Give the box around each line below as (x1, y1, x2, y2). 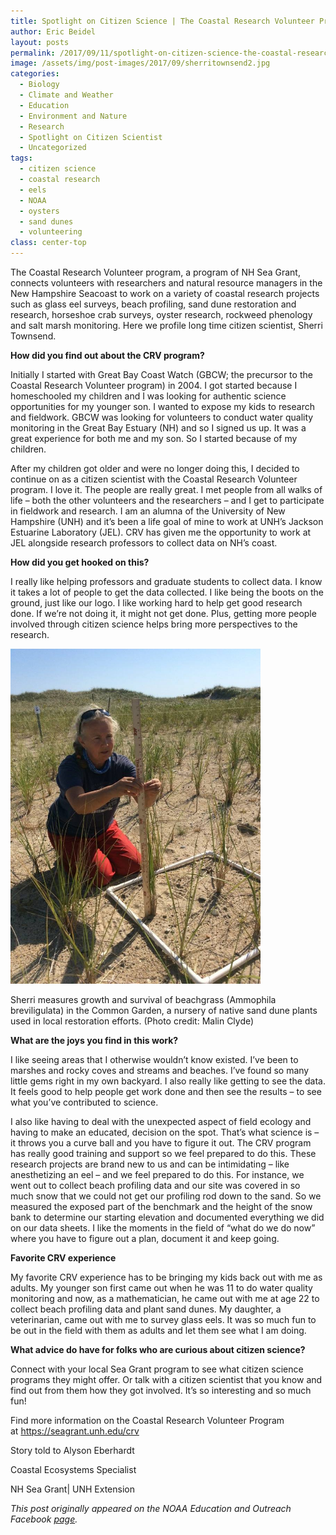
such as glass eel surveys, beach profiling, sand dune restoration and (10, 298, 297, 310)
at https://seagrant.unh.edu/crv (10, 1425, 140, 1437)
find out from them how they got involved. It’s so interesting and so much (10, 1384, 312, 1396)
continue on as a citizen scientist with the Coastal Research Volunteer (10, 473, 298, 485)
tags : (10, 153, 33, 164)
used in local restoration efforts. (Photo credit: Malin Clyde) (10, 1015, 255, 1027)
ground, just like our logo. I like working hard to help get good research (10, 597, 303, 609)
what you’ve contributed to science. (10, 1096, 159, 1108)
